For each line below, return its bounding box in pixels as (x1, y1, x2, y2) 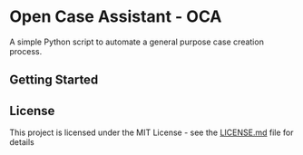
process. (9, 45, 43, 56)
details (9, 137, 34, 148)
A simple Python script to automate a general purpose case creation (9, 36, 265, 47)
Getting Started (9, 73, 99, 88)
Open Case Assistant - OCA (9, 6, 222, 27)
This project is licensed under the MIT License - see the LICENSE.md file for (9, 127, 294, 138)
